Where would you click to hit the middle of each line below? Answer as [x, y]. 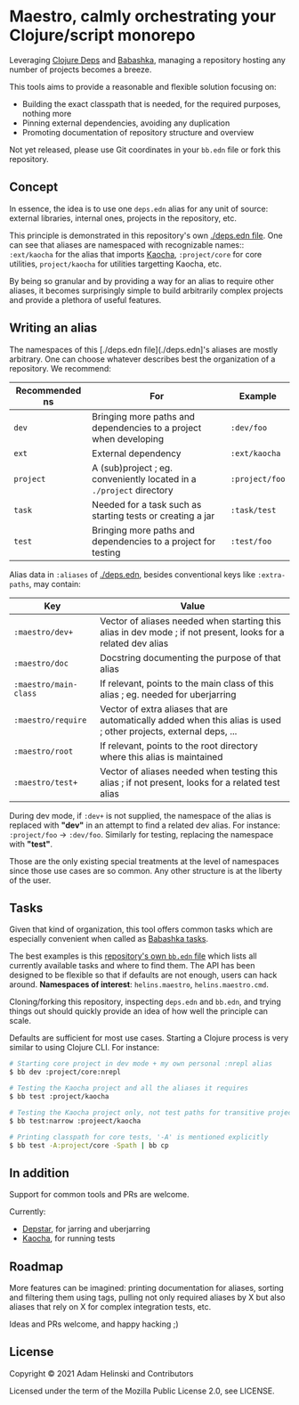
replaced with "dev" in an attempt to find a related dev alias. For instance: [145, 825]
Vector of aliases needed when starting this [190, 621]
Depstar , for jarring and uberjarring [86, 1229]
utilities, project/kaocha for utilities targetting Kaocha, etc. [116, 264]
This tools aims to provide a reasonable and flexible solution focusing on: [143, 86]
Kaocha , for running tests [69, 1238]
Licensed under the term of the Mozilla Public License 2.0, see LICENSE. [142, 1391]
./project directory [133, 490]
